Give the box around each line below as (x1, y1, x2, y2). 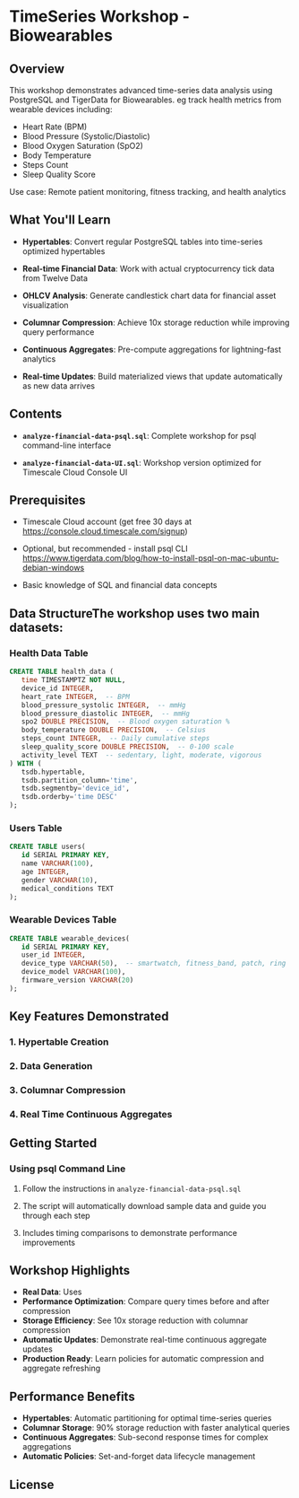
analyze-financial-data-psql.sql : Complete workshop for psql (21, 430, 257, 441)
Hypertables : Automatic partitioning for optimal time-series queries (21, 1413, 272, 1424)
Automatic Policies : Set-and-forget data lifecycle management (21, 1451, 256, 1462)
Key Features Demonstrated (9, 1009, 169, 1024)
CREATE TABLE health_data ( (9, 667, 115, 677)
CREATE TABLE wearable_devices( (9, 933, 130, 943)
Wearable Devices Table (9, 914, 117, 926)
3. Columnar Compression (9, 1084, 126, 1096)
